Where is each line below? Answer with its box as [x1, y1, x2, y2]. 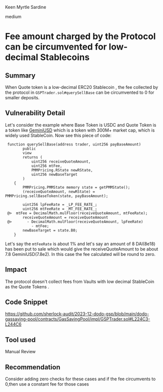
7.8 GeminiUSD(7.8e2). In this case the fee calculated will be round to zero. [5, 251, 156, 257]
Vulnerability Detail [5, 109, 65, 117]
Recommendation [5, 363, 60, 371]
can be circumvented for [5, 41, 107, 53]
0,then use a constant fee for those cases [5, 381, 89, 387]
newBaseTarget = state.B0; [23, 228, 78, 233]
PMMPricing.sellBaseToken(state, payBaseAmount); [5, 194, 109, 198]
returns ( [23, 155, 43, 160]
